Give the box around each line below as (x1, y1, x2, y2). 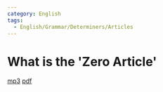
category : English (7, 10, 61, 18)
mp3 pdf (7, 77, 32, 85)
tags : (7, 17, 23, 24)
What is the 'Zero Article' (7, 53, 157, 70)
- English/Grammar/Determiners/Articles (13, 23, 133, 30)
